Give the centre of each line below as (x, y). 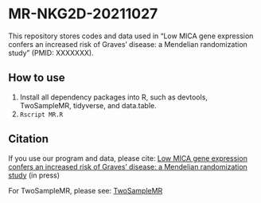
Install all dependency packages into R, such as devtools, (114, 97)
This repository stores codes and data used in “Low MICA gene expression (131, 36)
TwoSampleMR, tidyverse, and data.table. (88, 105)
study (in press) (34, 175)
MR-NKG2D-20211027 (83, 14)
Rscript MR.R (41, 115)
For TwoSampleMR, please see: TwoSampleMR (86, 190)
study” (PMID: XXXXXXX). (51, 53)
